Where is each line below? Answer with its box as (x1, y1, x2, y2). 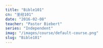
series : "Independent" (5, 26, 53, 31)
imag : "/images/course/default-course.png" (5, 30, 99, 35)
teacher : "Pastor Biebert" (5, 21, 62, 26)
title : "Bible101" (5, 7, 44, 12)
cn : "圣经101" (5, 12, 34, 17)
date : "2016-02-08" (5, 16, 47, 21)
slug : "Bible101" (5, 35, 42, 40)
